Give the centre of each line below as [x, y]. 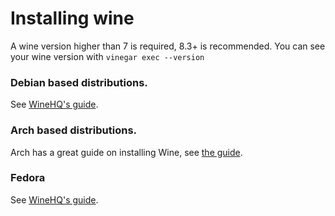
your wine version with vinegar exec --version [107, 56]
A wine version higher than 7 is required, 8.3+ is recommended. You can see [168, 46]
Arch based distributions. [74, 130]
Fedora [28, 178]
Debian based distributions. [79, 82]
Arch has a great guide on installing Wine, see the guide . [126, 152]
